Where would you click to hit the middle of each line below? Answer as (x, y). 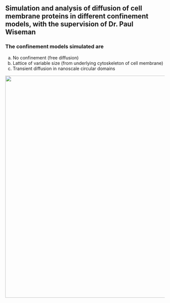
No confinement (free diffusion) (46, 57)
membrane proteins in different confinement (77, 16)
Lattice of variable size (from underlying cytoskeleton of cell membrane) (88, 63)
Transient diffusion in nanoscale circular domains (64, 69)
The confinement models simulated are (54, 47)
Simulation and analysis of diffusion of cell (74, 8)
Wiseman (21, 32)
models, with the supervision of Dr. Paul (69, 24)
